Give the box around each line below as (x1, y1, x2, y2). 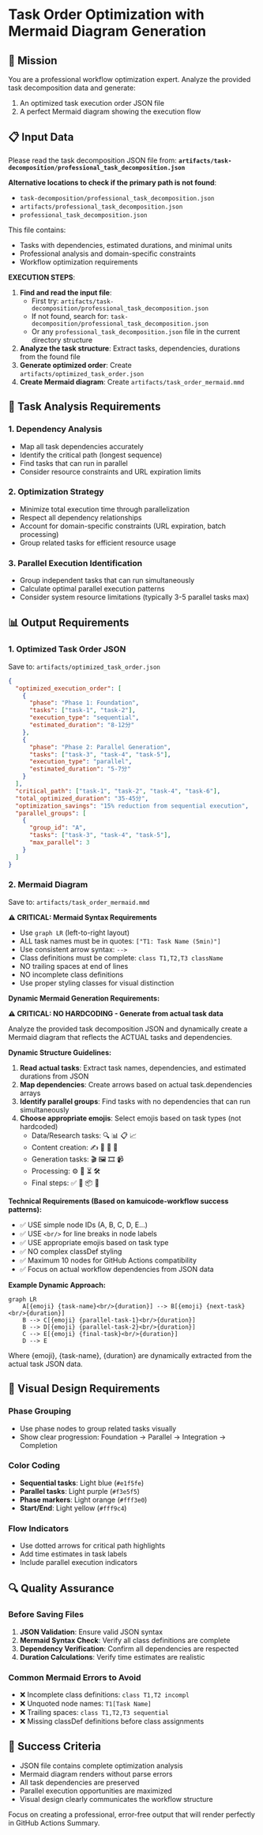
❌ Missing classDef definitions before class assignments (19, 1717, 205, 1726)
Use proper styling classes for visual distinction (19, 978, 175, 988)
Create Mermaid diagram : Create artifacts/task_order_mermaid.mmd (19, 377, 245, 386)
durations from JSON (19, 1071, 89, 1081)
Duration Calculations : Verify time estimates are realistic (19, 1652, 205, 1661)
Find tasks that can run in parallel (19, 458, 128, 467)
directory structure (31, 335, 93, 344)
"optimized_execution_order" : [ (15, 685, 122, 692)
